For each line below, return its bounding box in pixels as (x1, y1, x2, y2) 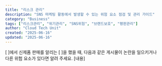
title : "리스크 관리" (5, 7, 45, 12)
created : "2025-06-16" (5, 30, 52, 35)
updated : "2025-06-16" (5, 35, 52, 40)
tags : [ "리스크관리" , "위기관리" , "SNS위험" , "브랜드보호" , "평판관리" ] (5, 21, 138, 26)
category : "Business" (5, 16, 50, 21)
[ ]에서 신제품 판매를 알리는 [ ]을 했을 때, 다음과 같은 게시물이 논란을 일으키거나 (5, 49, 157, 55)
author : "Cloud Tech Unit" (5, 26, 61, 31)
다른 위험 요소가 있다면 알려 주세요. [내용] (5, 55, 85, 61)
